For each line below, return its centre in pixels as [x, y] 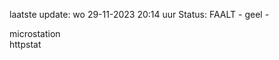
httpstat [25, 44]
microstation [35, 33]
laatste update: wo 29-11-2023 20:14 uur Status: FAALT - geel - [139, 14]
